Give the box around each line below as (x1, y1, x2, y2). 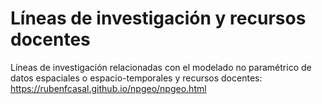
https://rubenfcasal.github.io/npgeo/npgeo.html (10, 82, 207, 94)
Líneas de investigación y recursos (10, 7, 307, 30)
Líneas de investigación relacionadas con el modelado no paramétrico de (10, 61, 312, 73)
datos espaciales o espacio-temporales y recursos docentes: (10, 72, 263, 84)
